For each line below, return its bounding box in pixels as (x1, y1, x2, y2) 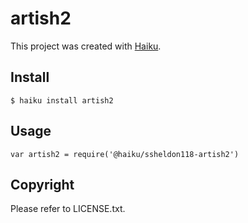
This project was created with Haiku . (10, 40, 162, 52)
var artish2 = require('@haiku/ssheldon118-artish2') (10, 149, 240, 159)
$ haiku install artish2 (10, 95, 114, 106)
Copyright (10, 176, 75, 193)
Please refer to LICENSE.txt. (10, 203, 126, 215)
